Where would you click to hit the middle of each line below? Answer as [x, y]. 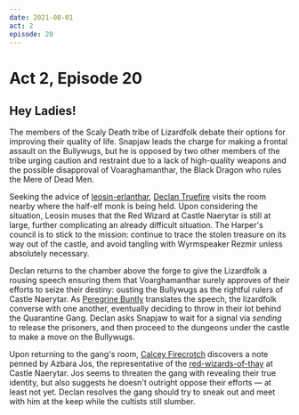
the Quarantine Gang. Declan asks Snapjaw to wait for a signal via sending [145, 318]
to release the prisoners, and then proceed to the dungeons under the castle [149, 328]
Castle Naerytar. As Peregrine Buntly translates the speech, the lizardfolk [143, 299]
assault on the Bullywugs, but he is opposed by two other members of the [145, 151]
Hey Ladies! [43, 111]
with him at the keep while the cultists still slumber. [102, 402]
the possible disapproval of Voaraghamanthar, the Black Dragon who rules [145, 170]
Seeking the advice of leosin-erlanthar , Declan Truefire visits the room [138, 197]
